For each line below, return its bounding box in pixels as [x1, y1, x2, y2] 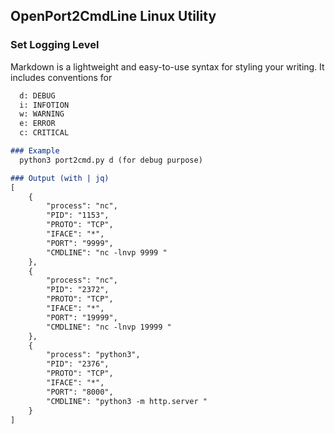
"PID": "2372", [46, 285, 110, 295]
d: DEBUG [19, 90, 56, 101]
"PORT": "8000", [46, 387, 114, 397]
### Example [10, 146, 60, 156]
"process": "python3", [46, 350, 141, 360]
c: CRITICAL [19, 128, 70, 138]
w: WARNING [19, 109, 65, 119]
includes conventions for [10, 71, 113, 83]
